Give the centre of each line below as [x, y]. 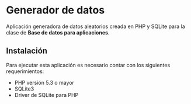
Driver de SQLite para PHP [46, 95]
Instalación [27, 51]
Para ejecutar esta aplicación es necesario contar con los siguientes [88, 65]
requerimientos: [25, 71]
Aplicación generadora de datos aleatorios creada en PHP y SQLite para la [95, 26]
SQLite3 [24, 89]
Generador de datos [55, 10]
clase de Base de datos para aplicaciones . [58, 32]
